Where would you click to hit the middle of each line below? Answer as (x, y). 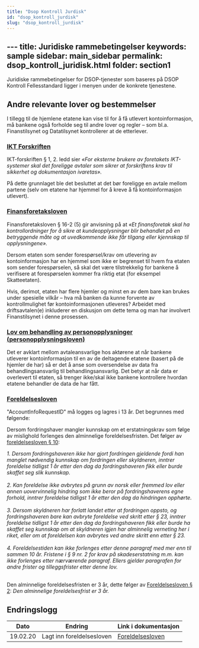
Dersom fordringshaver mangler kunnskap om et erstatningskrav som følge (98, 429)
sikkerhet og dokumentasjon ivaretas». (54, 172)
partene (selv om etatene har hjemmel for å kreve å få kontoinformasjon (94, 190)
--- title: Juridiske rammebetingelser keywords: (97, 46)
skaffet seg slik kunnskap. (38, 473)
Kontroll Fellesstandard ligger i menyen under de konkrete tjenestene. (92, 86)
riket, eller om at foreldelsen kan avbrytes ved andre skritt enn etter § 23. (96, 535)
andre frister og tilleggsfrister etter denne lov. (62, 567)
